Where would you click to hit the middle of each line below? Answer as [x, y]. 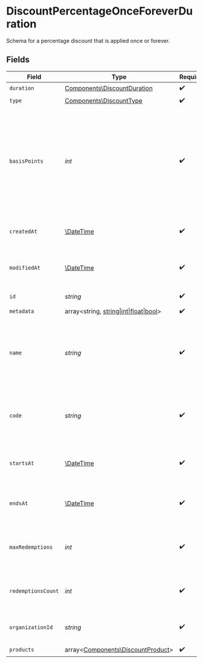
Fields [18, 60]
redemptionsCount [34, 591]
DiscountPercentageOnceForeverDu [100, 11]
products [22, 650]
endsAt [19, 503]
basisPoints [27, 161]
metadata [22, 312]
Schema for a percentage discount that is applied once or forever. [88, 41]
